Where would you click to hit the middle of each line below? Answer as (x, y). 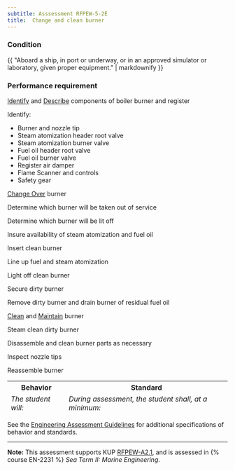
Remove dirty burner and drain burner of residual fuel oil (88, 303)
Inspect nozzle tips (35, 357)
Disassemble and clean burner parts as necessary (80, 343)
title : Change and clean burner (56, 20)
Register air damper (46, 165)
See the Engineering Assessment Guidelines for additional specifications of (116, 425)
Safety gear (34, 180)
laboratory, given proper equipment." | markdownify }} (85, 67)
